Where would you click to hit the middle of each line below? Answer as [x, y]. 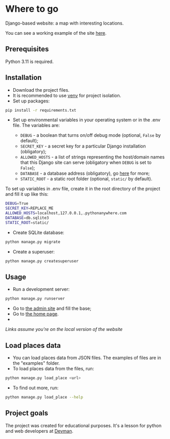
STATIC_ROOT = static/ [27, 223]
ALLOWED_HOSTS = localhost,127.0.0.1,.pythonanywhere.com [66, 213]
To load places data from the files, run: [53, 369]
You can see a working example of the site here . [56, 33]
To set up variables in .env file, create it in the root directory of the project [83, 189]
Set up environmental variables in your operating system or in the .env [87, 120]
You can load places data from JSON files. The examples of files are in [87, 358]
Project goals [27, 413]
